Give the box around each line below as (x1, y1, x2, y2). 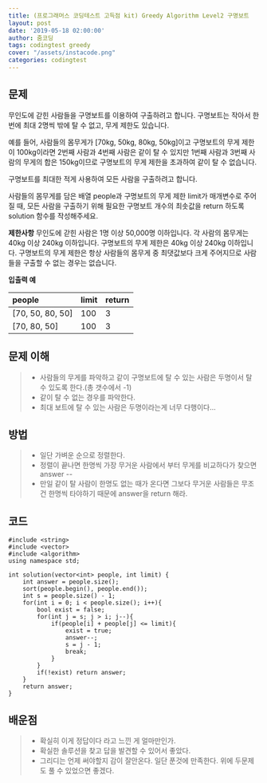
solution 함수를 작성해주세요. (8, 211, 98, 220)
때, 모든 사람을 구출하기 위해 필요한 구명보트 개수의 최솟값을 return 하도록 (16, 201, 245, 211)
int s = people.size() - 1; (22, 592, 116, 600)
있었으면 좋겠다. (65, 765, 115, 775)
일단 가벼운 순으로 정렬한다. (39, 451, 125, 460)
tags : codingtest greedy (8, 41, 91, 49)
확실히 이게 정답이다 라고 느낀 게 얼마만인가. (39, 735, 176, 746)
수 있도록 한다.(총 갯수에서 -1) (39, 382, 132, 391)
